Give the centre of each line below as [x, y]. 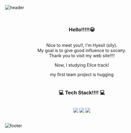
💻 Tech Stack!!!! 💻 [82, 93]
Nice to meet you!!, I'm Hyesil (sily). [82, 45]
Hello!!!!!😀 [82, 29]
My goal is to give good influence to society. [82, 51]
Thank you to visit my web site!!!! [82, 56]
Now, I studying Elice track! [82, 65]
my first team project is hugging [82, 75]
